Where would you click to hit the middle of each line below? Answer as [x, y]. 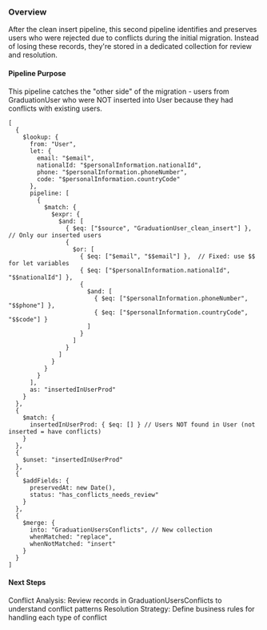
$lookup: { [41, 137]
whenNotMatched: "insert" [72, 543]
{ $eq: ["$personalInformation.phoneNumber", [171, 298]
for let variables [39, 263]
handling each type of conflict [58, 617]
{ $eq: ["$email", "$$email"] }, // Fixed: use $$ [167, 256]
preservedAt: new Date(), [72, 487]
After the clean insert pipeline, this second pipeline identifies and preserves [133, 30]
